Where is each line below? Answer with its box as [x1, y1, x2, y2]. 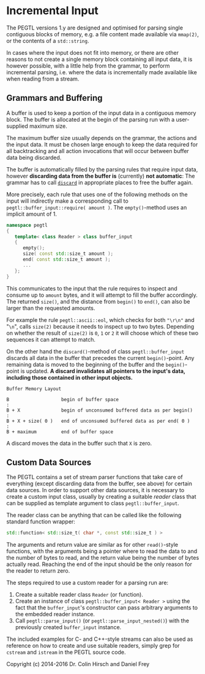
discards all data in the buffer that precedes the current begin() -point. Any [6, 354, 195, 361]
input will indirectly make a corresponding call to [6, 197, 129, 205]
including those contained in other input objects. [6, 374, 133, 381]
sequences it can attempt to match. [6, 335, 96, 343]
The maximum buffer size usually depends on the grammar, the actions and [6, 134, 197, 141]
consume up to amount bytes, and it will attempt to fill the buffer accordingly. [6, 291, 198, 299]
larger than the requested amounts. [6, 304, 95, 312]
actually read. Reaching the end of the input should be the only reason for [6, 560, 193, 568]
